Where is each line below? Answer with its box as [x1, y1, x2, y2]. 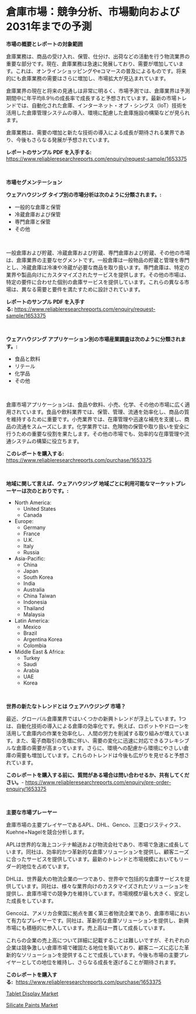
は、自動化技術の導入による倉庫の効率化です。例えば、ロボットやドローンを [6, 722, 190, 729]
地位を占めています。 [21, 862, 72, 869]
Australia [23, 586, 45, 593]
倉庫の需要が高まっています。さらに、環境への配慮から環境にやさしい [16, 744, 184, 751]
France [23, 530, 41, 537]
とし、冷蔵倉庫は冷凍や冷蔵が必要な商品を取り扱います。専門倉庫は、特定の [6, 264, 190, 271]
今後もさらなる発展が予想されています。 [16, 136, 113, 143]
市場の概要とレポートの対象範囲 [6, 40, 83, 47]
